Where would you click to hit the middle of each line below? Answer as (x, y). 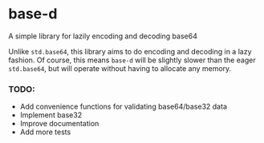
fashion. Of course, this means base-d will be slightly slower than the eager (132, 60)
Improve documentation (59, 124)
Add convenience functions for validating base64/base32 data (123, 107)
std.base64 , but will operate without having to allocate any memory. (120, 68)
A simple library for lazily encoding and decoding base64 (103, 36)
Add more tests (45, 132)
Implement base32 (51, 115)
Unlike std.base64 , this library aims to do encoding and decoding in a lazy (130, 51)
